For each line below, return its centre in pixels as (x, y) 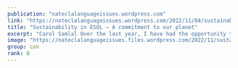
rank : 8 (19, 54)
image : (17, 40)
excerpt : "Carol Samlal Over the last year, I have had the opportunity (117, 34)
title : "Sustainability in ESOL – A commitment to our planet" (103, 27)
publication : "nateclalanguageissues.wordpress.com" (87, 14)
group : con (23, 47)
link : (15, 21)
